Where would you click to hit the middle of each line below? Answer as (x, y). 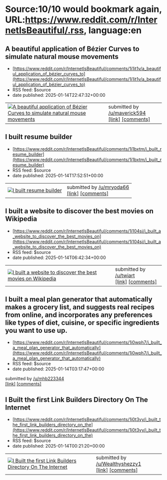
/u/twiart (125, 275)
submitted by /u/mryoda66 (98, 187)
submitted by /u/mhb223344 (35, 379)
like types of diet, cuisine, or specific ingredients (82, 323)
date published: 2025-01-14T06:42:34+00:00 (59, 257)
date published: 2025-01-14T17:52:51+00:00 (58, 175)
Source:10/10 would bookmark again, (83, 9)
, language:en (113, 30)
